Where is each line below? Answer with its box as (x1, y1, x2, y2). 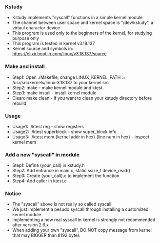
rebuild (12, 100, 27, 106)
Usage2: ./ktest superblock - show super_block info (12, 129, 117, 134)
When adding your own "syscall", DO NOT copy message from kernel (12, 227, 152, 233)
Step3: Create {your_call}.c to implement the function (12, 173, 120, 179)
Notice (5, 190, 21, 197)
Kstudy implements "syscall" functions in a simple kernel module (12, 15, 143, 21)
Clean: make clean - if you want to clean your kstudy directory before (12, 95, 152, 101)
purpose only (12, 35, 39, 41)
